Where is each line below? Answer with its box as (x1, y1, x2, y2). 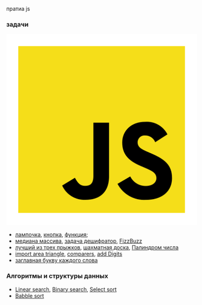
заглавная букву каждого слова (15, 257, 98, 264)
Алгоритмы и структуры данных (6, 272, 109, 280)
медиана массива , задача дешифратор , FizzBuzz (15, 237, 143, 244)
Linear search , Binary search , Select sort (15, 286, 117, 293)
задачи (6, 20, 29, 28)
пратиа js (6, 5, 30, 12)
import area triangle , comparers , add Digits (15, 251, 123, 258)
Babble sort (15, 292, 44, 299)
